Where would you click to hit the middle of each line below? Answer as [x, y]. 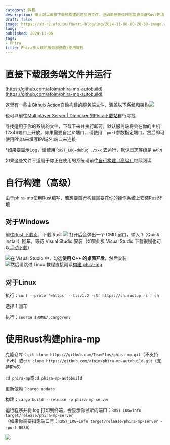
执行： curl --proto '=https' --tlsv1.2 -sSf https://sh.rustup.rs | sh [82, 295]
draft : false [19, 19]
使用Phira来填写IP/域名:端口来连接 [41, 139]
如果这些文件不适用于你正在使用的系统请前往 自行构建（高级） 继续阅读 [78, 160]
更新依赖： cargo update [30, 389]
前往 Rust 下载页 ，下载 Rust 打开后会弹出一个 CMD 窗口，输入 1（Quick [82, 235]
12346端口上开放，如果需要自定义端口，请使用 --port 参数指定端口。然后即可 [85, 132]
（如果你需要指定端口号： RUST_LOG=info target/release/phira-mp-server [82, 421]
